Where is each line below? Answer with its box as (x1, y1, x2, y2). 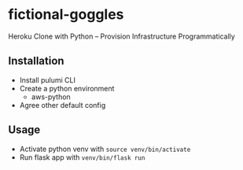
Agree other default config (19, 100, 106, 109)
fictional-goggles (8, 6, 124, 24)
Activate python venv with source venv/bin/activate (19, 144, 191, 153)
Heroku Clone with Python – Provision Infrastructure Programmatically (8, 31, 236, 41)
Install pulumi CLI (19, 75, 76, 84)
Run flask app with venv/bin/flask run (19, 152, 145, 162)
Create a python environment (19, 83, 115, 93)
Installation (8, 54, 64, 68)
